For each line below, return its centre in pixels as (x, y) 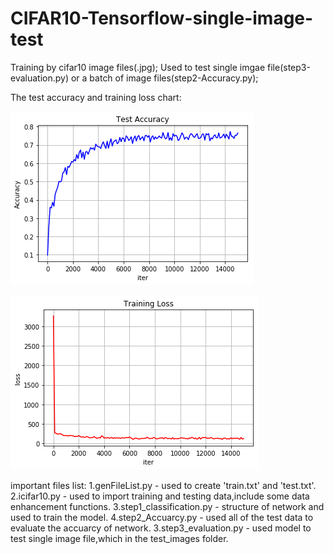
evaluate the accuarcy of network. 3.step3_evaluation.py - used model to (161, 528)
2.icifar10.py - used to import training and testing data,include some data (160, 496)
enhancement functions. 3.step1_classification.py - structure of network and (167, 506)
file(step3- (289, 67)
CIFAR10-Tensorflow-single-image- (162, 18)
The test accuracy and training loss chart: (96, 97)
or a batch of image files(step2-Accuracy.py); (164, 78)
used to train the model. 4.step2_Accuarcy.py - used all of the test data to (162, 517)
